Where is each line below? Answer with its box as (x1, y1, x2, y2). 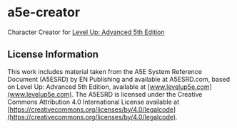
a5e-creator (7, 4, 81, 21)
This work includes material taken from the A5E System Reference (7, 67, 202, 75)
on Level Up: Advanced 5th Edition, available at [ (7, 82, 150, 91)
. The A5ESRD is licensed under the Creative (71, 90, 203, 98)
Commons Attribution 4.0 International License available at (7, 97, 180, 106)
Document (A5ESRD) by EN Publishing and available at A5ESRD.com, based (7, 75, 231, 83)
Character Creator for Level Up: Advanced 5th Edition (7, 28, 166, 36)
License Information (7, 48, 99, 60)
